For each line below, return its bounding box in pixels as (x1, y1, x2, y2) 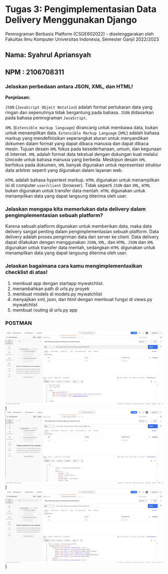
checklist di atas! (5, 269, 48, 276)
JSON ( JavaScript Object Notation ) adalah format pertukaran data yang (5, 104, 153, 110)
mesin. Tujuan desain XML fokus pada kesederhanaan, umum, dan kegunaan (5, 146, 161, 152)
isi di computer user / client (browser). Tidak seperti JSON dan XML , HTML (5, 182, 151, 188)
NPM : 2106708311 (5, 68, 64, 76)
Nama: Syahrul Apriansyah (5, 51, 91, 59)
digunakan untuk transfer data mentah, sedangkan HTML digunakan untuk (5, 245, 155, 251)
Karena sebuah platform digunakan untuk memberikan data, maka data (5, 223, 152, 229)
